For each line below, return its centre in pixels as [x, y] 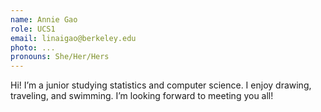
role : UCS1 [33, 29]
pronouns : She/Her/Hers [60, 57]
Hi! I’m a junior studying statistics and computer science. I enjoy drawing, [161, 85]
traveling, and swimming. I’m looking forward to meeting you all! [142, 96]
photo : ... [33, 47]
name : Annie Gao [44, 19]
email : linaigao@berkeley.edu [73, 38]
